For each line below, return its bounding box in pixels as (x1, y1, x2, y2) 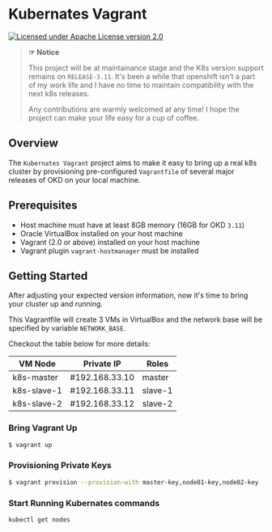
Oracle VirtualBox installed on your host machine (19, 228, 184, 239)
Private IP (83, 358, 121, 369)
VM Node (19, 358, 57, 369)
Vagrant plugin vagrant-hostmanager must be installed (19, 246, 199, 255)
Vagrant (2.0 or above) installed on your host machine (19, 237, 200, 247)
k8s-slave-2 (12, 398, 62, 409)
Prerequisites (8, 199, 78, 213)
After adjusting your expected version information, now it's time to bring (8, 290, 249, 300)
